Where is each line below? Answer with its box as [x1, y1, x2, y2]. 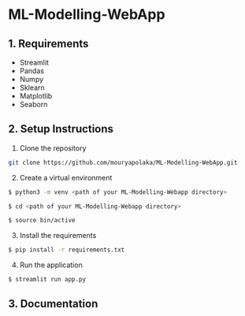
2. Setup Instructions [8, 122, 114, 136]
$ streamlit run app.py [8, 276, 87, 284]
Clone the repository [19, 143, 87, 153]
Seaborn [19, 100, 48, 109]
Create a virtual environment [19, 173, 113, 182]
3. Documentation [8, 297, 98, 310]
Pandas [19, 66, 45, 76]
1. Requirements [8, 37, 89, 50]
